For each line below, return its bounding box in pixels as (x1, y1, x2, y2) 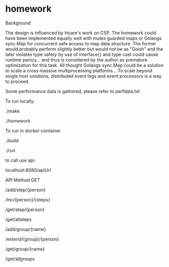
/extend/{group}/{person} (5, 236, 60, 242)
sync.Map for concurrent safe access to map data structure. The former (5, 40, 156, 46)
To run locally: (5, 98, 35, 104)
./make (5, 108, 20, 114)
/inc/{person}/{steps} (5, 196, 50, 202)
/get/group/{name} (5, 246, 45, 252)
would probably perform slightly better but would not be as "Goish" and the (5, 46, 164, 52)
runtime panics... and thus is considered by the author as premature (5, 56, 148, 63)
